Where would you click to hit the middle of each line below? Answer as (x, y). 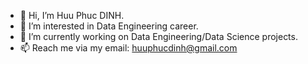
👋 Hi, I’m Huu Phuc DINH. (72, 15)
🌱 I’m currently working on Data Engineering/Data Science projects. (158, 36)
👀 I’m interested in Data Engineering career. (109, 26)
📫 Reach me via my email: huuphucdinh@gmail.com (128, 48)
